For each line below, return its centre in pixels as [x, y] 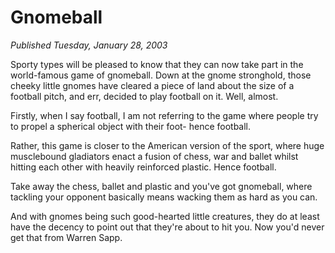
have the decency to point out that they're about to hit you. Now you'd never [167, 227]
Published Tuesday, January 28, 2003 [89, 45]
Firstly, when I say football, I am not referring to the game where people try [164, 115]
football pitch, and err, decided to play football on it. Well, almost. [144, 96]
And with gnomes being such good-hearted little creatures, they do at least [165, 216]
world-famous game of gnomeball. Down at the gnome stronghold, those [161, 75]
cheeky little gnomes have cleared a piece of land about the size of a [152, 85]
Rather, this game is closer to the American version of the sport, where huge [167, 145]
